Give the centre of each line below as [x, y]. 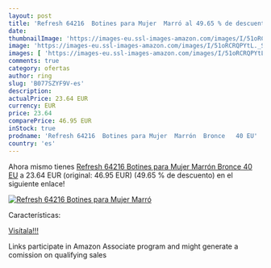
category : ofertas [39, 69]
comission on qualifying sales [58, 254]
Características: [35, 215]
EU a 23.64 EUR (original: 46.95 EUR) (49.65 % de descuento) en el [121, 175]
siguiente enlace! [37, 183]
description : [30, 91]
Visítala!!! [23, 230]
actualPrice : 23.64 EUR [48, 98]
